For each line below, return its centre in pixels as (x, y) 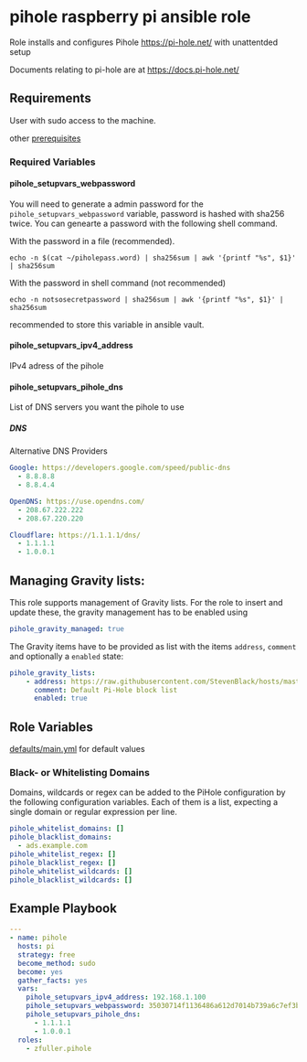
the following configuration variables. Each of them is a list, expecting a (144, 802)
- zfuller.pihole (59, 1048)
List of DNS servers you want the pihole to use (97, 407)
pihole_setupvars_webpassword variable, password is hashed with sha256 (147, 213)
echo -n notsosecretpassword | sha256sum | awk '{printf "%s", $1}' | (147, 299)
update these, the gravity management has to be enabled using (129, 612)
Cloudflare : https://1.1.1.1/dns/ (75, 535)
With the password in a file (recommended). (92, 241)
